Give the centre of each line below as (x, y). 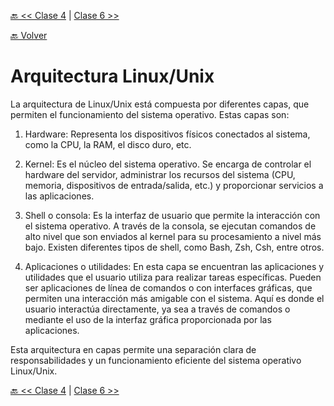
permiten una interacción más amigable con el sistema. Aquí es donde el (174, 298)
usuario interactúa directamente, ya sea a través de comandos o (157, 309)
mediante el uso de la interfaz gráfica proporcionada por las (148, 319)
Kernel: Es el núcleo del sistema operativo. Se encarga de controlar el (168, 164)
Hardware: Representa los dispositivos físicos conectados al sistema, (167, 134)
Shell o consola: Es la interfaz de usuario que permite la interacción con (172, 215)
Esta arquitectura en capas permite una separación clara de (133, 349)
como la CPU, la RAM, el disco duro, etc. (108, 144)
